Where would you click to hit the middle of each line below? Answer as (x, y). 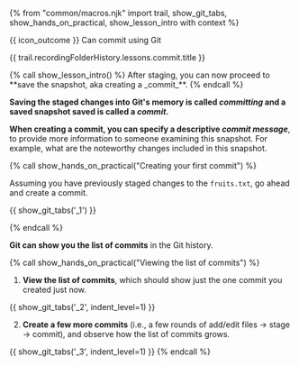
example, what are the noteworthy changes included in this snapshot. (138, 148)
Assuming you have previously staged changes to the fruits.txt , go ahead (149, 183)
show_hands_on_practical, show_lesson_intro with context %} (124, 23)
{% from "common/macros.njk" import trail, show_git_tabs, (118, 13)
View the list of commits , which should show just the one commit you (152, 280)
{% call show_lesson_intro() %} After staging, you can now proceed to (140, 75)
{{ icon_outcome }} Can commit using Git (86, 40)
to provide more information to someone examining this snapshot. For (139, 138)
